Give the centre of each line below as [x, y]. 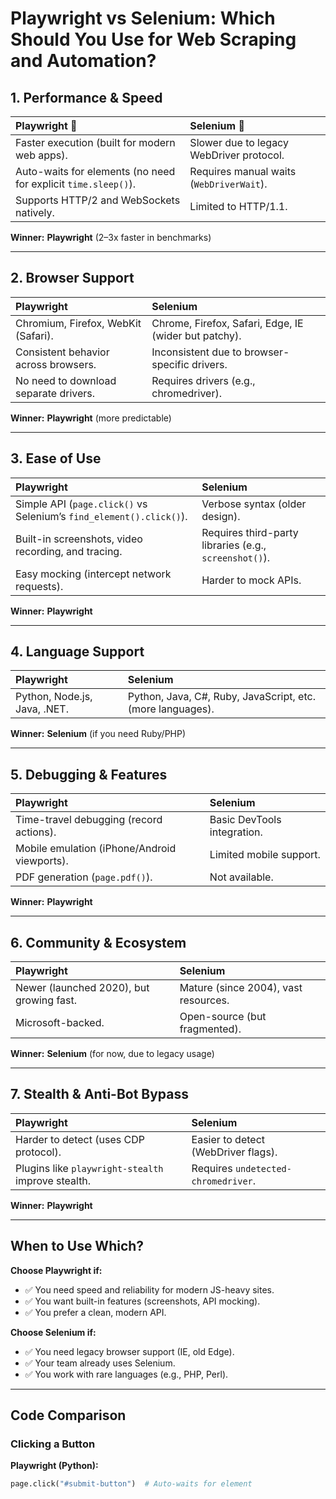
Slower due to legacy [239, 142]
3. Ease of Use [56, 458]
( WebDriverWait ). [228, 184]
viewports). [42, 861]
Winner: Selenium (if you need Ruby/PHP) [98, 734]
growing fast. [46, 1000]
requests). [39, 586]
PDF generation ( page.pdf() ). [84, 877]
